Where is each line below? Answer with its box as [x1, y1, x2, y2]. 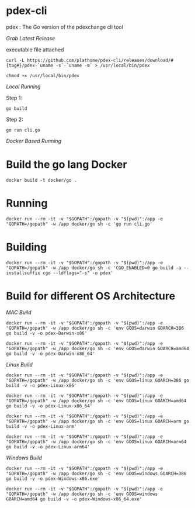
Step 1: [6, 94, 22, 101]
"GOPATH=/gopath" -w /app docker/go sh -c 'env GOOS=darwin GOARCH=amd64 [6, 345, 190, 351]
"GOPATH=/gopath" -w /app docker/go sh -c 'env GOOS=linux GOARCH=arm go [6, 418, 190, 424]
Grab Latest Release [6, 34, 55, 42]
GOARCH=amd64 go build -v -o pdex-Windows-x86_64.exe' [6, 496, 142, 502]
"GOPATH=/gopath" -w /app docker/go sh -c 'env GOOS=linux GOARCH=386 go [6, 377, 190, 383]
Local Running [6, 83, 41, 90]
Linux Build [6, 361, 33, 368]
